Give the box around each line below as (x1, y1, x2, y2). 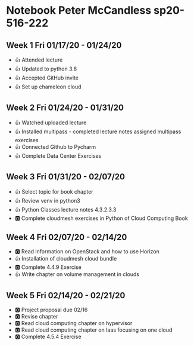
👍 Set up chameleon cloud (14, 83, 82, 90)
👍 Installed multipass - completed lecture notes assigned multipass (14, 128, 182, 135)
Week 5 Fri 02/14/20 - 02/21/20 (6, 290, 126, 301)
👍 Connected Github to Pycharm (14, 143, 96, 150)
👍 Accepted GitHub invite (14, 74, 79, 81)
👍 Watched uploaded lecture (14, 119, 87, 126)
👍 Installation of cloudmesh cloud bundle (14, 255, 117, 262)
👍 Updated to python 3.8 (14, 65, 77, 72)
